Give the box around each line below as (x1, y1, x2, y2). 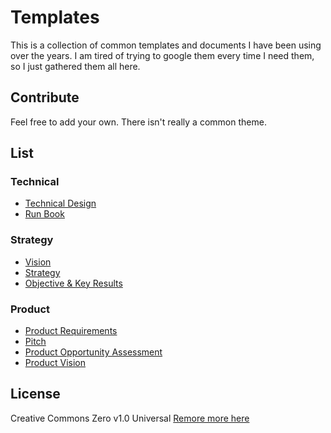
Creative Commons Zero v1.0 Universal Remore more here (10, 412, 250, 424)
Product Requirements (24, 325, 118, 337)
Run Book (24, 208, 65, 220)
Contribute (10, 89, 80, 106)
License (10, 386, 61, 403)
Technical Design (24, 197, 97, 210)
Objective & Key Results (24, 277, 123, 289)
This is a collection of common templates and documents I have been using (10, 39, 322, 51)
